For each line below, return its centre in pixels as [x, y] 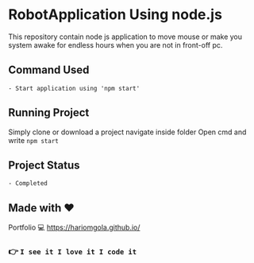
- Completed [28, 184]
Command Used [49, 70]
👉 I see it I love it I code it [73, 252]
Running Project [49, 113]
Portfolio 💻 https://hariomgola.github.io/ [74, 227]
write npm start [34, 140]
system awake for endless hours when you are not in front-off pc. [115, 44]
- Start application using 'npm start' [74, 88]
